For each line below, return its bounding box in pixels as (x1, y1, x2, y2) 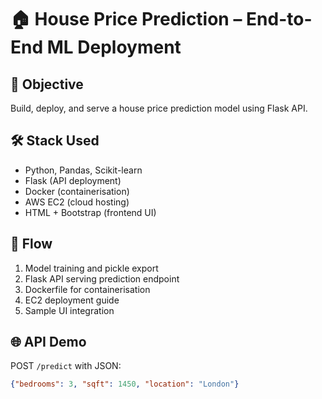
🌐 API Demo (10, 334, 87, 351)
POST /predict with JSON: (10, 360, 122, 372)
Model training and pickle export (24, 262, 159, 274)
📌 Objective (10, 76, 84, 93)
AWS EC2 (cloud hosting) (24, 196, 130, 208)
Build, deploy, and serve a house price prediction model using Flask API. (10, 102, 308, 114)
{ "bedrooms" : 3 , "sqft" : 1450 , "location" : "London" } (10, 379, 240, 390)
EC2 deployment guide (24, 294, 120, 306)
